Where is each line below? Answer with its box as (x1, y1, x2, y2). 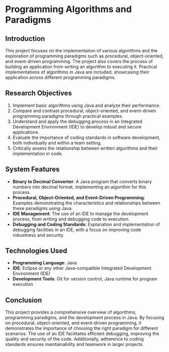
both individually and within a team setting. (12, 139, 102, 146)
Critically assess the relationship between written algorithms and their (12, 145, 158, 151)
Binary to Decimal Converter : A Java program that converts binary (12, 178, 152, 184)
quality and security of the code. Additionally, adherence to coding (5, 336, 144, 342)
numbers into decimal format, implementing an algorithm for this (12, 184, 146, 190)
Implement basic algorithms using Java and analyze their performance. (12, 102, 160, 108)
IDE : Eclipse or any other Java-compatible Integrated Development (12, 265, 152, 271)
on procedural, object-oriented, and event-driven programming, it (5, 320, 142, 326)
